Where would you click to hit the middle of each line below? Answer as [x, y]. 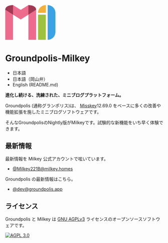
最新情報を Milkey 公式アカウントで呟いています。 [57, 159]
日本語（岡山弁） [30, 79]
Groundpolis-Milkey [48, 58]
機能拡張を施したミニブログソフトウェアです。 [53, 111]
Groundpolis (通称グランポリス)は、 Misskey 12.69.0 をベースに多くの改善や [83, 105]
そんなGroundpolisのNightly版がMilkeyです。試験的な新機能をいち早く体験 [82, 122]
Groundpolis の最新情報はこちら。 [41, 179]
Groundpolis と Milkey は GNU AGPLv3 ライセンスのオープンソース [74, 219]
